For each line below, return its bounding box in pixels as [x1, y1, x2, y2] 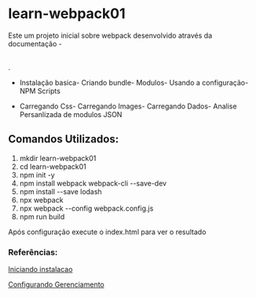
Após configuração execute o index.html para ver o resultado [8, 227, 207, 236]
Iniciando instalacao [8, 265, 73, 274]
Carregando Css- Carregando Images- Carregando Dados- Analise [19, 101, 237, 111]
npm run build [19, 211, 65, 221]
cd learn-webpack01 [19, 162, 86, 171]
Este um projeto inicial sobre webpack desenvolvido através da [8, 31, 213, 40]
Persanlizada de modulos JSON [19, 109, 123, 119]
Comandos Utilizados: [8, 133, 119, 146]
